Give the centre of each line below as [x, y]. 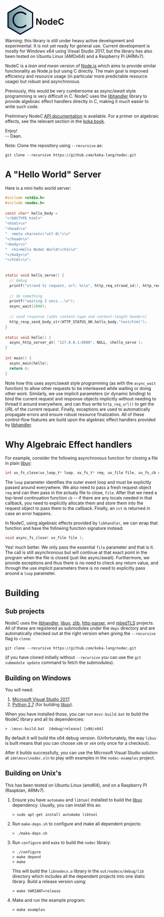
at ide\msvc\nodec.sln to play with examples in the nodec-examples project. [80, 758]
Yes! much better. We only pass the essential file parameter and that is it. [80, 547]
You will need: [19, 690]
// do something [26, 296]
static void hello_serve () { [35, 275]
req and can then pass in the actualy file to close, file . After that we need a [81, 493]
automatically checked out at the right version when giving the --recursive [81, 633]
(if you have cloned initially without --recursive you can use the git [73, 657]
